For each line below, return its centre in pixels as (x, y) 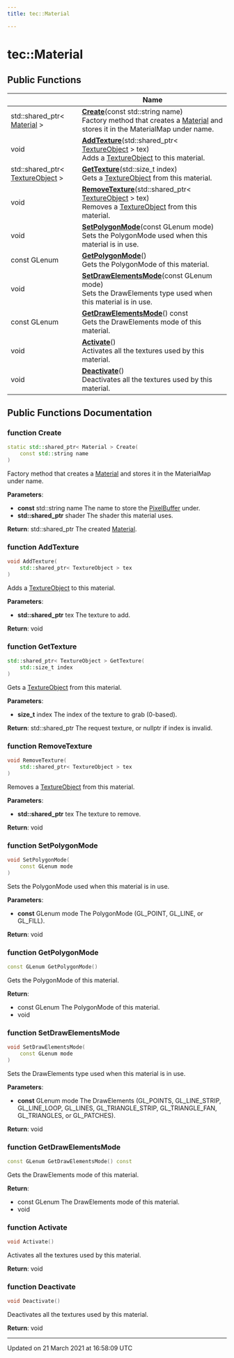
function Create (34, 432)
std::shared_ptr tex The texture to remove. (79, 813)
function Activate (37, 1227)
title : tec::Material (39, 14)
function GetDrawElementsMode (64, 1147)
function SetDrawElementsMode (64, 1033)
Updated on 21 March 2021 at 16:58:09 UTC (70, 1348)
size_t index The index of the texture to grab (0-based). (97, 714)
